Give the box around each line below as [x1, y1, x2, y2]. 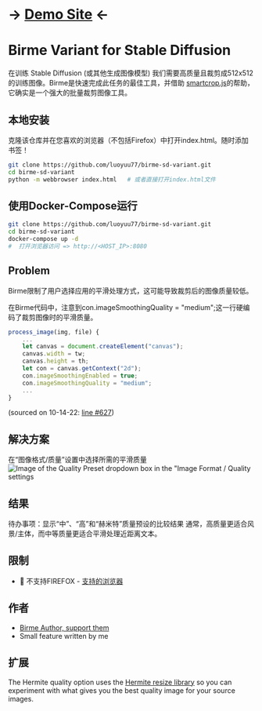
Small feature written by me [19, 631, 109, 640]
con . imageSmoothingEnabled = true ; [22, 371, 138, 380]
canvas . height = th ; [22, 357, 89, 366]
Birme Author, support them [19, 622, 109, 633]
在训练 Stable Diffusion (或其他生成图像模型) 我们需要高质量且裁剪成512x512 [8, 68, 254, 78]
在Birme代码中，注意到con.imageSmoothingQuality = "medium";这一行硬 [8, 302, 244, 312]
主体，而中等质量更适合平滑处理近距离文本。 [17, 529, 162, 538]
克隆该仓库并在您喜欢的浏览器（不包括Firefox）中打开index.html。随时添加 [8, 135, 249, 144]
